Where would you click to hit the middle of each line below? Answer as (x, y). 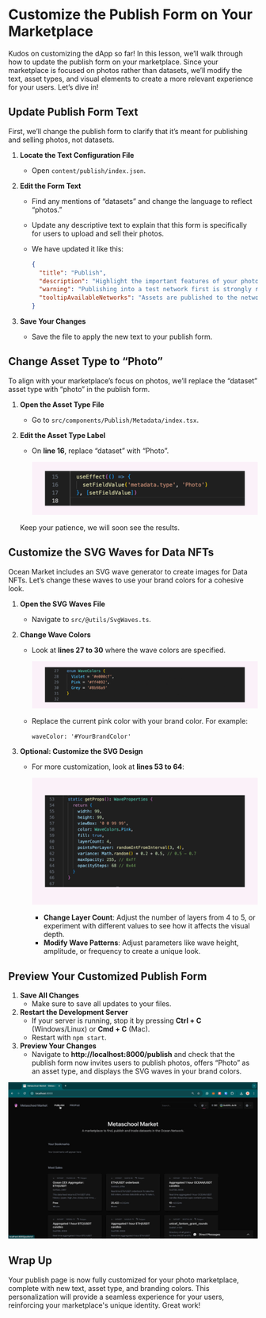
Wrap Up (30, 1260)
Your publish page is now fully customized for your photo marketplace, (123, 1280)
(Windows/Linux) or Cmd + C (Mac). (91, 1029)
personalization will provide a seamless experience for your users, (116, 1297)
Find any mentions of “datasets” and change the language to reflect (142, 201)
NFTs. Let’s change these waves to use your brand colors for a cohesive (126, 580)
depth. (54, 935)
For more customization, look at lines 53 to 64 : (108, 767)
